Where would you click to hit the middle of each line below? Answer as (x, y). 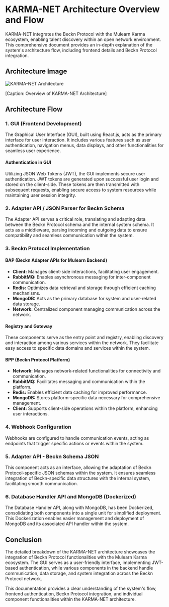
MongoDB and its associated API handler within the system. (67, 524)
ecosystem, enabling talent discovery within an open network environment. (83, 39)
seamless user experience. (33, 151)
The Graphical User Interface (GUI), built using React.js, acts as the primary (83, 134)
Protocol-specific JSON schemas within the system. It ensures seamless (80, 473)
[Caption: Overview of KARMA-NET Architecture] (56, 93)
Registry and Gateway (29, 326)
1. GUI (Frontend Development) (44, 124)
